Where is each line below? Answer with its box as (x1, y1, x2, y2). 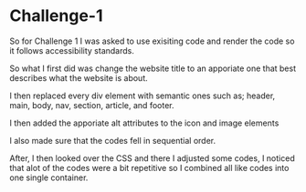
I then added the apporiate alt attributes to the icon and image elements (9, 117, 280, 128)
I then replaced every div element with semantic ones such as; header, (9, 90, 276, 101)
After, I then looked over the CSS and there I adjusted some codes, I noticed (9, 152, 295, 164)
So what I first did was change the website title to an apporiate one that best (9, 63, 297, 74)
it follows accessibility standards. (9, 45, 135, 56)
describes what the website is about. (9, 72, 148, 83)
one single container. (9, 172, 89, 183)
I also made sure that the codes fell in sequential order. (9, 135, 216, 146)
